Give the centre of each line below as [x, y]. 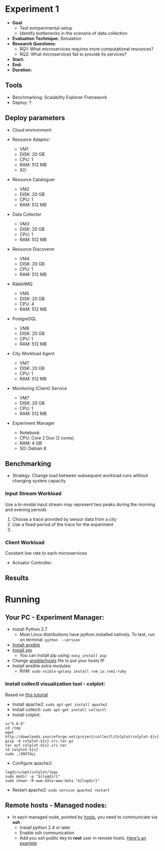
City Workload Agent [33, 353]
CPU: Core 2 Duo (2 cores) [47, 438]
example [28, 843]
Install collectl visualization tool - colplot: [55, 684]
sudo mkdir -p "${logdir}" [33, 776]
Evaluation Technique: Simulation [47, 38]
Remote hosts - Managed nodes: [56, 805]
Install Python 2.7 [30, 629]
